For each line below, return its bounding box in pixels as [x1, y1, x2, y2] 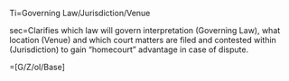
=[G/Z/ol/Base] [9, 62, 66, 72]
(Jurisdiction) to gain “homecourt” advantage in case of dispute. [9, 44, 249, 55]
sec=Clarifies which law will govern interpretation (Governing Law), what [9, 25, 281, 35]
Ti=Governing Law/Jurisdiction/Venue [9, 8, 151, 18]
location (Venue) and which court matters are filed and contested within [9, 35, 277, 45]
